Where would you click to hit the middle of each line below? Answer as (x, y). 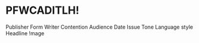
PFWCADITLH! (42, 10)
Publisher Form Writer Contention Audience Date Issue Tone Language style (99, 27)
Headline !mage (25, 33)
